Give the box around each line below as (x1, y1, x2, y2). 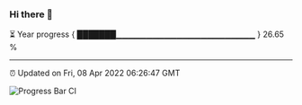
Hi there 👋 (9, 8, 54, 21)
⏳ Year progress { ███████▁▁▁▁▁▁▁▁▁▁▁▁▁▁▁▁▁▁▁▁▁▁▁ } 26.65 (9, 29, 285, 39)
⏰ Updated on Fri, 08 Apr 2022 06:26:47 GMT (9, 67, 181, 79)
